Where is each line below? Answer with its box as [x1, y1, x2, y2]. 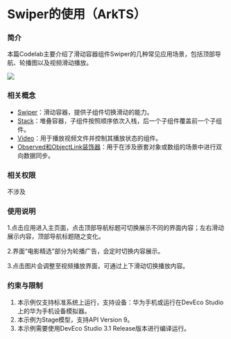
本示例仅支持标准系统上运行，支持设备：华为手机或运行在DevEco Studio [17, 298, 224, 306]
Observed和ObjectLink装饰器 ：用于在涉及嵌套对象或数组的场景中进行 [17, 142, 216, 151]
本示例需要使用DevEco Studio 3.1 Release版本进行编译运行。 [17, 324, 191, 332]
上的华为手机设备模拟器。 [17, 306, 91, 315]
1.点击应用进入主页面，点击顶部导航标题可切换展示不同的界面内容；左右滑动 [7, 224, 224, 232]
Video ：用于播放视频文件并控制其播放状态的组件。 [17, 133, 162, 142]
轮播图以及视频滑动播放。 [19, 58, 92, 67]
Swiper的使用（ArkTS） [7, 6, 146, 22]
